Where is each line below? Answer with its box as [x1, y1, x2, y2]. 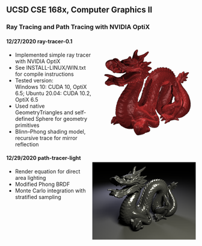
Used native [14, 102, 45, 109]
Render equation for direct [14, 168, 81, 175]
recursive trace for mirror [14, 134, 78, 141]
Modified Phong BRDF [14, 180, 70, 188]
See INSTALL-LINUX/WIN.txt [14, 64, 86, 71]
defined [14, 115, 35, 122]
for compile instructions [14, 70, 74, 78]
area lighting [14, 174, 46, 181]
